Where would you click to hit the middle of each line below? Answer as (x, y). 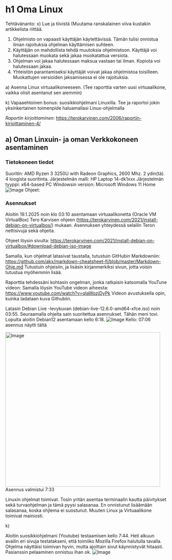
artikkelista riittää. (24, 29)
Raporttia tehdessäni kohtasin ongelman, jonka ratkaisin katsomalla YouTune (86, 282)
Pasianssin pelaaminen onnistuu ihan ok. (48, 552)
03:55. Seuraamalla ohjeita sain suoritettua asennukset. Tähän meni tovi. (82, 314)
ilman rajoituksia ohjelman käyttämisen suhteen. (63, 44)
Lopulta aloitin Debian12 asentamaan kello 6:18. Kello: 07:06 (78, 319)
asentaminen (27, 148)
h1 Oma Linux (34, 9)
